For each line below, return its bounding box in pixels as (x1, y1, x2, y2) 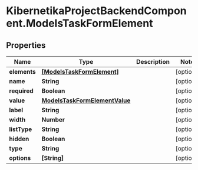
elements (9, 68, 37, 76)
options (9, 154, 31, 162)
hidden (9, 135, 29, 143)
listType (9, 125, 32, 133)
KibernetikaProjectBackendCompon (6, 4, 187, 18)
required (9, 87, 34, 95)
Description (136, 58, 170, 66)
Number (41, 116, 65, 123)
